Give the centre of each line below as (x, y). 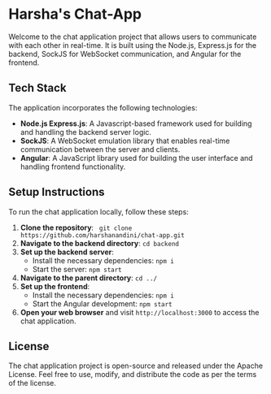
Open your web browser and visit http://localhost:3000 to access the (140, 312)
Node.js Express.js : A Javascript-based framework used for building (136, 123)
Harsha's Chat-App (75, 14)
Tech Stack (37, 88)
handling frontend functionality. (73, 167)
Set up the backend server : (67, 252)
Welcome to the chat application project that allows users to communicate (133, 37)
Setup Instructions (57, 192)
